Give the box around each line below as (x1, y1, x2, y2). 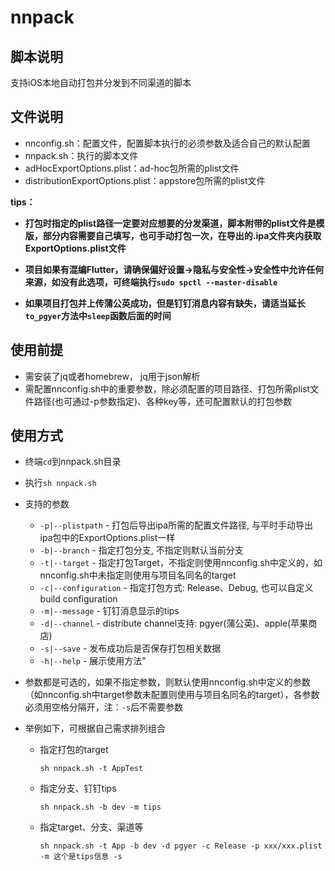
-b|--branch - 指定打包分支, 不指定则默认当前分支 (39, 544, 244, 556)
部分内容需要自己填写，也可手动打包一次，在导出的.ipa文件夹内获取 (42, 229, 322, 241)
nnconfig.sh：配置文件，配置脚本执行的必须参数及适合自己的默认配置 (24, 137, 311, 149)
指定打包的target (39, 744, 109, 756)
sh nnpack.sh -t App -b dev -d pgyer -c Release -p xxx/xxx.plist (39, 841, 323, 851)
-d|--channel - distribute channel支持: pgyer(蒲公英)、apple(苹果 (39, 617, 309, 630)
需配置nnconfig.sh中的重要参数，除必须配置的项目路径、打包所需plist (24, 382, 311, 395)
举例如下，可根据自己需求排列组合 (24, 722, 166, 735)
